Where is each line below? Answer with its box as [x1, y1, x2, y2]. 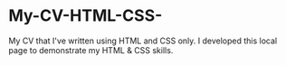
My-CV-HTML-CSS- [8, 5, 163, 26]
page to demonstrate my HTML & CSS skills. [8, 44, 174, 55]
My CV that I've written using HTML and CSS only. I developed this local [8, 35, 278, 46]
